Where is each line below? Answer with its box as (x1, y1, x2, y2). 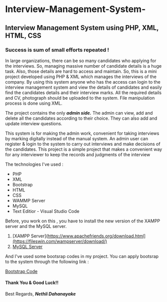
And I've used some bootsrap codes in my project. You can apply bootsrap (5, 253, 159, 259)
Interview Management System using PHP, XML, (5, 24, 159, 32)
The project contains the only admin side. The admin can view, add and (5, 110, 153, 116)
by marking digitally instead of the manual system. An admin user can (5, 135, 149, 141)
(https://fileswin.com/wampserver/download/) (12, 238, 107, 244)
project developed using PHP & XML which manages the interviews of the (5, 74, 157, 80)
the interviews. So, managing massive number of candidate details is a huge (5, 63, 162, 69)
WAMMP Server (12, 197, 46, 203)
